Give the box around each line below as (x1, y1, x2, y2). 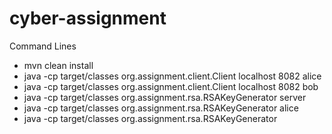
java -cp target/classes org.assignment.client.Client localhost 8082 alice (23, 70, 322, 82)
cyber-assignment (9, 7, 167, 30)
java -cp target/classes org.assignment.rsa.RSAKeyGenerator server (23, 91, 307, 103)
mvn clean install (23, 59, 94, 71)
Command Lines (9, 40, 77, 52)
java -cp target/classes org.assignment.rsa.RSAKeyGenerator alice (23, 102, 299, 114)
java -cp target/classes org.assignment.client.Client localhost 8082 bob (23, 80, 319, 92)
